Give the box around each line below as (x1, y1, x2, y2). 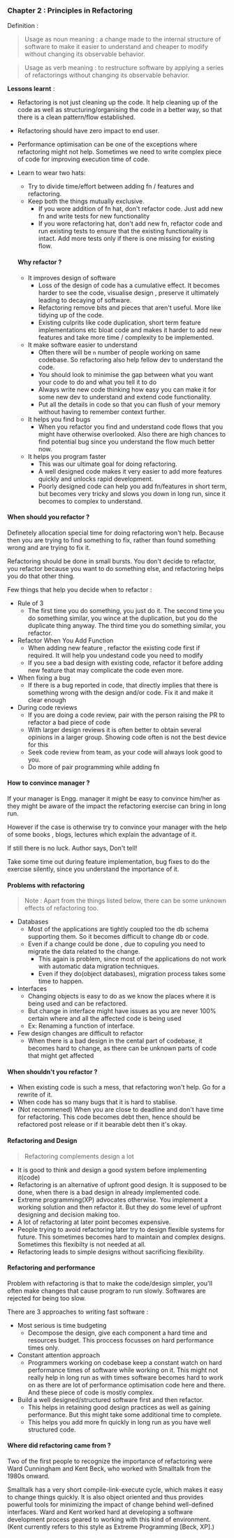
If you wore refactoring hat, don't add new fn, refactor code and (38, 219, 223, 228)
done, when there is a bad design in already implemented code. (17, 1188, 201, 1196)
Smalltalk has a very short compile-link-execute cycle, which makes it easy (7, 1485, 224, 1494)
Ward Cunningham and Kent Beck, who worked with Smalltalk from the (7, 1464, 211, 1473)
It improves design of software (27, 273, 117, 282)
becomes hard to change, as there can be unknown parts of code (27, 1044, 217, 1052)
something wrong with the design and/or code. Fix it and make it (27, 688, 214, 696)
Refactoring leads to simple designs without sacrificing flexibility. (17, 1247, 205, 1256)
